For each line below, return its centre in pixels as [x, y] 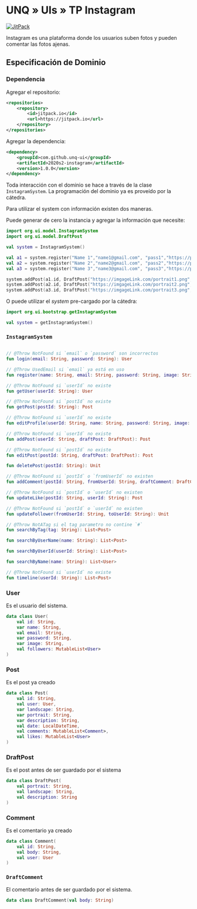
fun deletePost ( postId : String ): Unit [53, 466]
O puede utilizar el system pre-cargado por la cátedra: [72, 301]
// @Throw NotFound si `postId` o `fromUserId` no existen [80, 477]
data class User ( [27, 616]
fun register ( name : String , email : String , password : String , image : [93, 375]
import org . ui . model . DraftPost [44, 236]
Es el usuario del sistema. [37, 606]
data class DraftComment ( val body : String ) [60, 900]
